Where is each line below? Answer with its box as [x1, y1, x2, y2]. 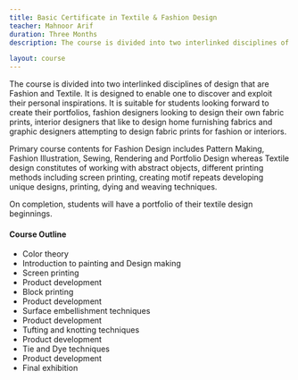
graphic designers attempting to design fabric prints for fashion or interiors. [9, 126, 287, 137]
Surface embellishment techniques [21, 306, 151, 317]
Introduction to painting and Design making [21, 258, 181, 269]
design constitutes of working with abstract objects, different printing [9, 163, 264, 173]
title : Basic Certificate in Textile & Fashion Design [9, 13, 218, 22]
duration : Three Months [9, 30, 98, 38]
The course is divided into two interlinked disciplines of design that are [9, 79, 269, 89]
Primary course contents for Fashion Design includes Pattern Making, [9, 144, 265, 155]
